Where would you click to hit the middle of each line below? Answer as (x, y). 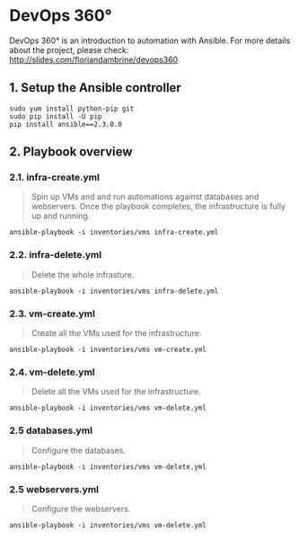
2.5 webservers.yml (54, 489)
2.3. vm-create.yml (53, 314)
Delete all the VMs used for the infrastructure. (116, 392)
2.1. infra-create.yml (55, 178)
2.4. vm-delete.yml (52, 372)
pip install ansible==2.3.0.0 (66, 124)
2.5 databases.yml (51, 430)
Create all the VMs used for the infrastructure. (116, 333)
